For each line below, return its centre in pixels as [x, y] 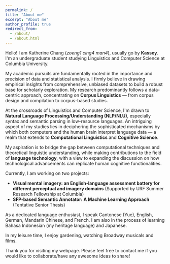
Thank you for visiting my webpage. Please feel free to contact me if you [81, 250]
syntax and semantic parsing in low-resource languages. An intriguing [79, 121]
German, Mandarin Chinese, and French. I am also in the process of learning [85, 220]
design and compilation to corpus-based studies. [57, 100]
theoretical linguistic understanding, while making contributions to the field [83, 153]
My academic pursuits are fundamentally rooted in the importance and [79, 73]
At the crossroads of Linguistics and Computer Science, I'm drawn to [77, 110]
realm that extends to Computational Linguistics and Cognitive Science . [82, 137]
